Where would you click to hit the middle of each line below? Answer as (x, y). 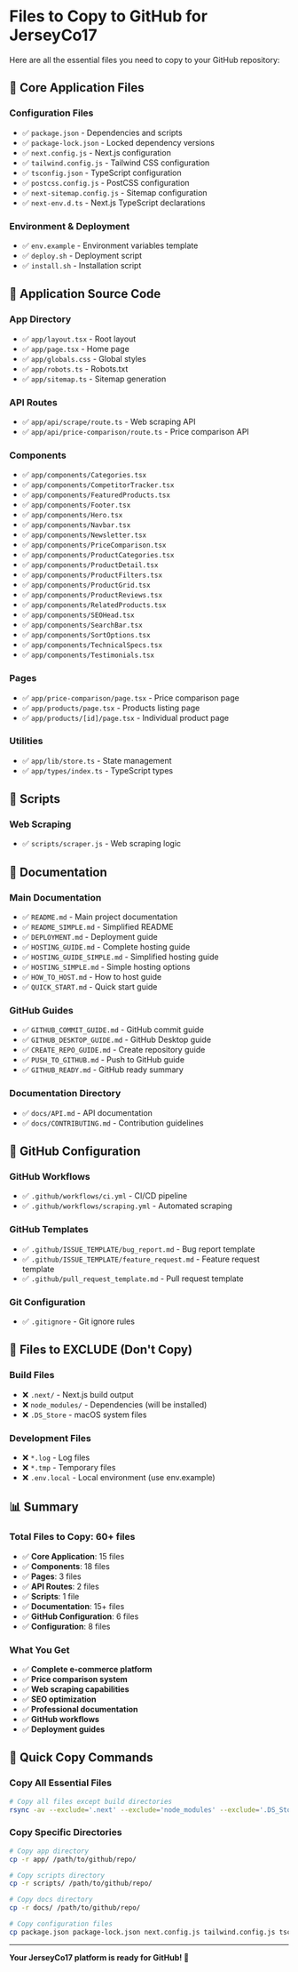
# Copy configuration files (61, 1924)
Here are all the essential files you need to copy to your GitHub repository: (145, 60)
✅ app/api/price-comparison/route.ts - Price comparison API (136, 431)
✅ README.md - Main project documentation (100, 917)
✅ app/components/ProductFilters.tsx (92, 574)
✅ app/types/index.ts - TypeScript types (98, 770)
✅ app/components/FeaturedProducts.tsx (96, 494)
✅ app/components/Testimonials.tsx (88, 654)
